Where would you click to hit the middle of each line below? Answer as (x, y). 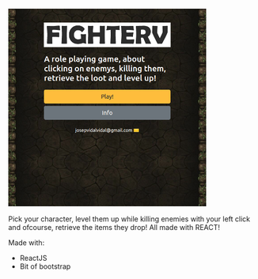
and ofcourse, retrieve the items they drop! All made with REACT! (114, 227)
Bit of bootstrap (45, 266)
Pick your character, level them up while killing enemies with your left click (129, 219)
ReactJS (33, 258)
